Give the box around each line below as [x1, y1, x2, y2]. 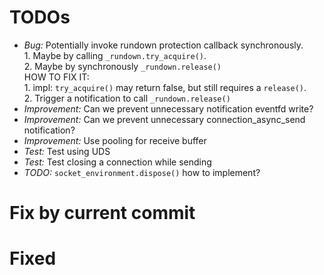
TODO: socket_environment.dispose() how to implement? [23, 166, 261, 178]
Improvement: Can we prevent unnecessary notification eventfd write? [23, 102, 314, 115]
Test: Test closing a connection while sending [23, 156, 212, 168]
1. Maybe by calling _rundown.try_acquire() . [23, 49, 207, 61]
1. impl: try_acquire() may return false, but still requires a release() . [23, 81, 307, 93]
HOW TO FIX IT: [23, 71, 90, 83]
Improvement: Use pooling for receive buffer [23, 134, 207, 146]
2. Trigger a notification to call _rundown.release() [23, 92, 231, 104]
